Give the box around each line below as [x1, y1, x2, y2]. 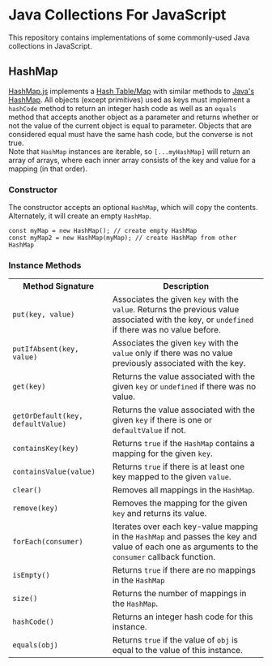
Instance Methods [8, 260, 82, 271]
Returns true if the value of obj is [112, 634, 239, 646]
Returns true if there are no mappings [112, 565, 257, 576]
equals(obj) [12, 641, 59, 650]
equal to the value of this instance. [112, 645, 243, 656]
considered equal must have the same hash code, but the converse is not [8, 129, 253, 139]
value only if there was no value [112, 347, 233, 359]
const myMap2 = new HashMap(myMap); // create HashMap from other [8, 234, 237, 243]
